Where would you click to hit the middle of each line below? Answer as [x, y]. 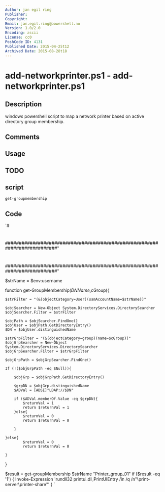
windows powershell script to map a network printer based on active [75, 116]
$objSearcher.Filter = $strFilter [41, 312]
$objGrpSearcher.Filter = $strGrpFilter [47, 351]
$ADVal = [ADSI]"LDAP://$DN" [44, 390]
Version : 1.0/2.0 [23, 28]
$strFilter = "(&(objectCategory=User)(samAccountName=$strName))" [76, 299]
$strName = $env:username [34, 280]
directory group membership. [35, 121]
